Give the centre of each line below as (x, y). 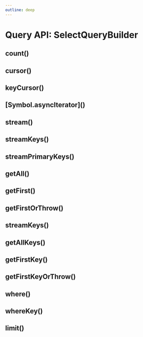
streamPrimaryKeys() (40, 156)
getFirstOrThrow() (34, 208)
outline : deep (20, 10)
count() (17, 54)
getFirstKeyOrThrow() (41, 277)
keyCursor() (25, 88)
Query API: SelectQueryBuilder (72, 35)
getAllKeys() (25, 242)
